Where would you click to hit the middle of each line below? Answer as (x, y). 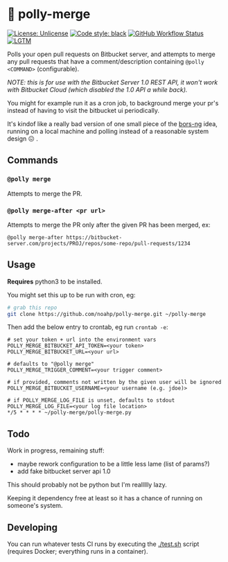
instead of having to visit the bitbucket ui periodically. (84, 110)
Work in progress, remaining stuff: (56, 450)
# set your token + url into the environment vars (82, 340)
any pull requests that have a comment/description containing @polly (106, 61)
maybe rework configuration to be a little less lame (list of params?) (113, 464)
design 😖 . (23, 139)
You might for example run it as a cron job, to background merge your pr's (113, 103)
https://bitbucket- (94, 237)
